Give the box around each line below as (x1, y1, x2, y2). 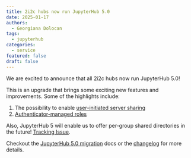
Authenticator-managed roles (14, 110, 87, 118)
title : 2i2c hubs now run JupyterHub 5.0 (6, 8, 110, 15)
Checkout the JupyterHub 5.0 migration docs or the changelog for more (6, 140, 182, 147)
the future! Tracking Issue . (6, 128, 71, 135)
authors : (6, 20, 28, 26)
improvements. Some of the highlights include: (6, 93, 120, 100)
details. (6, 146, 24, 153)
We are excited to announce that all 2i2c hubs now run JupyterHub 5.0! (6, 75, 180, 82)
